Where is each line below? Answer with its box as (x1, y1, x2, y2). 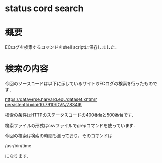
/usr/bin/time (5, 143, 32, 149)
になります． (5, 153, 31, 159)
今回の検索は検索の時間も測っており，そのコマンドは (5, 133, 112, 139)
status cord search (5, 3, 84, 14)
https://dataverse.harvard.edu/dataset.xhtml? (5, 97, 97, 102)
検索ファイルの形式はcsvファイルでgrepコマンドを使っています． (5, 123, 138, 129)
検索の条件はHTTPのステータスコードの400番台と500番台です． (5, 112, 136, 118)
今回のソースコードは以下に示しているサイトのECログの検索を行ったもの (5, 81, 153, 87)
